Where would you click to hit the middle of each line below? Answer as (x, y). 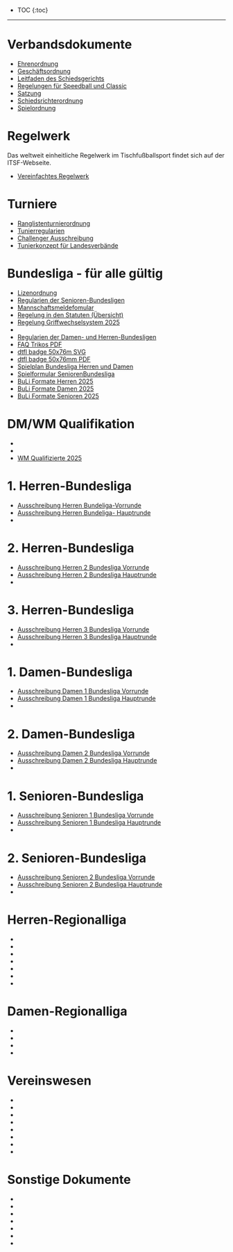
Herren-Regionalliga (67, 920)
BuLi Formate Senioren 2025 (58, 396)
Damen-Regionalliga (67, 1012)
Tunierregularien (41, 230)
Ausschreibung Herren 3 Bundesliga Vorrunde (83, 629)
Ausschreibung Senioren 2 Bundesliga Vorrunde (86, 877)
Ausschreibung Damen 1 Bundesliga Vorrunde (83, 691)
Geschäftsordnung (44, 71)
